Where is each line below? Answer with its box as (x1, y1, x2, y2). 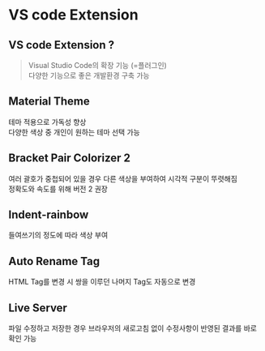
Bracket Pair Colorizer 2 (8, 152, 131, 165)
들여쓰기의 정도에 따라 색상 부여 (8, 230, 109, 240)
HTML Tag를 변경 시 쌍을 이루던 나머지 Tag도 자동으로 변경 (8, 277, 196, 287)
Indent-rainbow (8, 208, 89, 222)
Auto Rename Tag (8, 254, 100, 268)
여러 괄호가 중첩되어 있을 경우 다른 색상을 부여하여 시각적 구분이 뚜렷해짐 (8, 173, 237, 183)
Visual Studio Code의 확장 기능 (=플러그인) (28, 61, 168, 70)
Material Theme (8, 95, 91, 109)
